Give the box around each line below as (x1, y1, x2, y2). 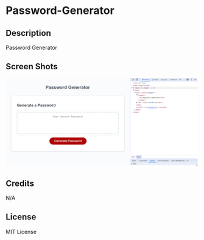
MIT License (5, 228, 37, 235)
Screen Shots (5, 61, 58, 72)
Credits (5, 178, 35, 188)
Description (5, 28, 51, 38)
